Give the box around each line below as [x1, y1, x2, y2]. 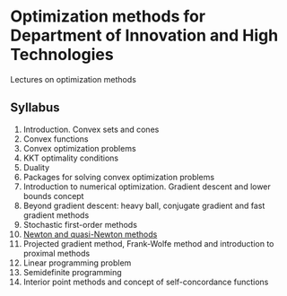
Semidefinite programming [22, 266, 122, 277]
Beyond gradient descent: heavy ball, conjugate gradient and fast [22, 200, 265, 211]
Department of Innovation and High [10, 25, 279, 46]
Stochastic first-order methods [22, 219, 138, 230]
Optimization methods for [10, 6, 205, 27]
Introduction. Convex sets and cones [22, 124, 160, 135]
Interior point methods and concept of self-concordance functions [22, 276, 269, 287]
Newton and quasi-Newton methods [22, 229, 158, 239]
